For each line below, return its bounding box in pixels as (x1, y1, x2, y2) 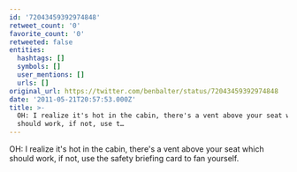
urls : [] (17, 79, 49, 87)
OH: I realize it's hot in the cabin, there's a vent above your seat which (9, 144, 264, 154)
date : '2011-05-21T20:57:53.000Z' (9, 94, 137, 104)
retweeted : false (9, 37, 73, 47)
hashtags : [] (17, 54, 65, 63)
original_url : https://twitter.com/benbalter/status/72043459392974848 (9, 86, 278, 95)
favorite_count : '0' (9, 29, 86, 38)
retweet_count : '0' (9, 21, 81, 30)
